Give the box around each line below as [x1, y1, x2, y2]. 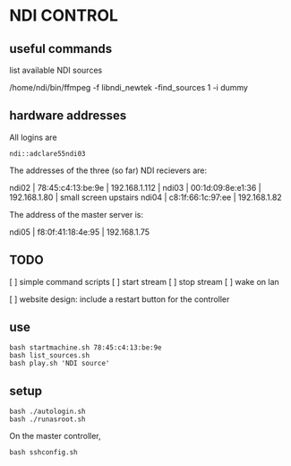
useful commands [9, 41, 113, 56]
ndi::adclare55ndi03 [9, 149, 87, 158]
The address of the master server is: [9, 209, 143, 220]
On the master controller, [9, 431, 101, 442]
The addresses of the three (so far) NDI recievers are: [9, 165, 208, 176]
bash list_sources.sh [9, 351, 90, 360]
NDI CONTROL [9, 5, 119, 26]
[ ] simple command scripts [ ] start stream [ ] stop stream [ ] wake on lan [9, 276, 279, 287]
